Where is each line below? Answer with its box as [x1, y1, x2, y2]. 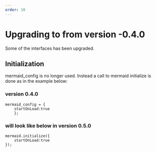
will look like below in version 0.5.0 [5, 122, 91, 129]
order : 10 [5, 7, 26, 12]
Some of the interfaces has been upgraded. [5, 45, 94, 51]
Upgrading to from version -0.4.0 [5, 28, 145, 40]
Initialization [5, 59, 45, 68]
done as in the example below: [5, 78, 68, 84]
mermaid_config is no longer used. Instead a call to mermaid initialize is [5, 73, 152, 79]
